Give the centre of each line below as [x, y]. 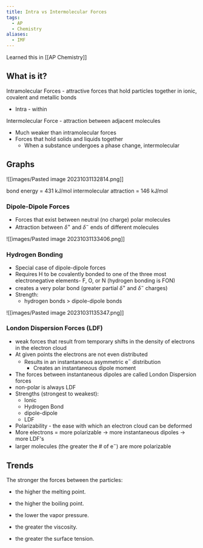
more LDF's [29, 439]
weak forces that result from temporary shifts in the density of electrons [105, 341]
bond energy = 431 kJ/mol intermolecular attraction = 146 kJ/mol [87, 191]
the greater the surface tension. [55, 538]
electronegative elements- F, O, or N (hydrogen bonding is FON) [95, 280]
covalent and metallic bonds [42, 97]
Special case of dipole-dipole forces [60, 268]
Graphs [21, 164]
